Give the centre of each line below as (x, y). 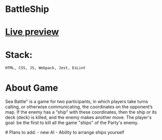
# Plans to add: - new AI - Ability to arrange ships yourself (65, 133)
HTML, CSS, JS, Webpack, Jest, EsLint (45, 68)
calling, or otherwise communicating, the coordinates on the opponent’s (79, 107)
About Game (32, 88)
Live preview (32, 32)
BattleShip (27, 9)
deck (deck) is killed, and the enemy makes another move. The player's (79, 118)
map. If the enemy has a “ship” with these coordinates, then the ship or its (81, 112)
